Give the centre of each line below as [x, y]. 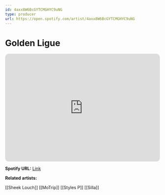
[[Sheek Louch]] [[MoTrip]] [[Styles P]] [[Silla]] [52, 188]
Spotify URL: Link [23, 169]
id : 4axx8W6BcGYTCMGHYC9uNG [34, 10]
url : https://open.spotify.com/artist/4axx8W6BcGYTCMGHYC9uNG [70, 19]
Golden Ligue [33, 43]
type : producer [21, 14]
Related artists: [21, 178]
